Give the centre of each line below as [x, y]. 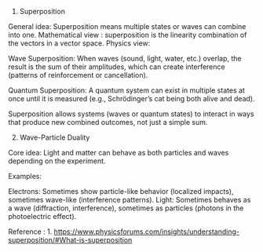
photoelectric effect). [42, 216]
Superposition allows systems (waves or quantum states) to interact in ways [131, 114]
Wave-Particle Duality [55, 137]
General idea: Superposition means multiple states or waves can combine [127, 26]
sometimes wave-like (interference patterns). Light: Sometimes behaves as [130, 200]
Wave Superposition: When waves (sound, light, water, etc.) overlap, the [125, 58]
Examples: [25, 176]
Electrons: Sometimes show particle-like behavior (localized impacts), [121, 191]
